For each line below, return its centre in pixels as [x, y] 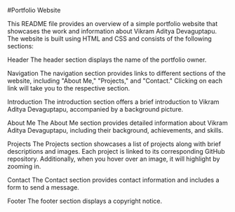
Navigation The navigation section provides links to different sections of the [116, 73]
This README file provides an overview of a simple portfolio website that [113, 24]
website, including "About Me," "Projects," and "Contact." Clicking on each [115, 81]
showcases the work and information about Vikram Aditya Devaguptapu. [112, 31]
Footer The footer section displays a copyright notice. [85, 201]
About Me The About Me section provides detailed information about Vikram [117, 123]
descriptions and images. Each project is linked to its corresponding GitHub [116, 151]
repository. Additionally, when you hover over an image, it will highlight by [114, 159]
